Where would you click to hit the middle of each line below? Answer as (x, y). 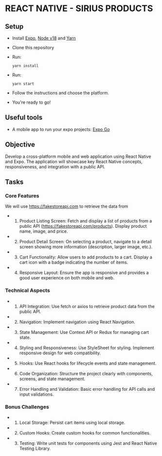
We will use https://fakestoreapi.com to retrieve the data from (67, 206)
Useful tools (24, 118)
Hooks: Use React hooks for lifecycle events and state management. (88, 363)
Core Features (22, 196)
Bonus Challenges (27, 407)
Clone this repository (33, 47)
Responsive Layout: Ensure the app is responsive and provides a (84, 273)
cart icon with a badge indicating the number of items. (74, 262)
